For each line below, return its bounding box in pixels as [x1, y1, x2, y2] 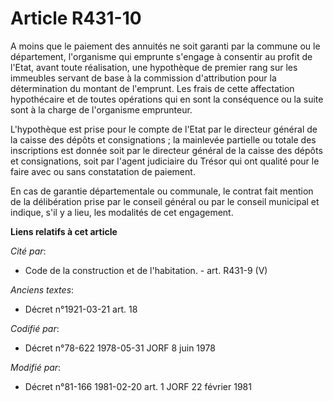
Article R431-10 [10, 7, 142, 30]
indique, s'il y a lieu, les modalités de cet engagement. [10, 206, 234, 218]
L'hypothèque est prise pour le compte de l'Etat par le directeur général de [10, 123, 318, 135]
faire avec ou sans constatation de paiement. [10, 165, 196, 177]
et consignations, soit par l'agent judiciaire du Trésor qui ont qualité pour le [10, 155, 320, 167]
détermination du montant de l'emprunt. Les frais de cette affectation [10, 82, 295, 94]
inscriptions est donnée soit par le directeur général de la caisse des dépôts [10, 144, 323, 156]
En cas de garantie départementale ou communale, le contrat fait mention [10, 185, 314, 197]
